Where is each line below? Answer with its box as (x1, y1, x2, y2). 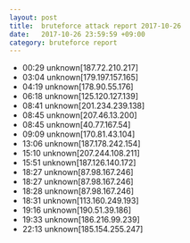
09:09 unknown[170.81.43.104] (21, 129, 136, 139)
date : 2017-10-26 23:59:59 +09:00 (9, 29, 145, 38)
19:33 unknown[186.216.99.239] (21, 214, 140, 225)
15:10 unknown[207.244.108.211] (21, 148, 140, 159)
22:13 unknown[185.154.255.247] (21, 224, 144, 235)
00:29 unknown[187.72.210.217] (21, 63, 138, 73)
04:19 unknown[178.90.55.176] (21, 81, 134, 92)
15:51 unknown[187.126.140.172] (21, 157, 136, 168)
